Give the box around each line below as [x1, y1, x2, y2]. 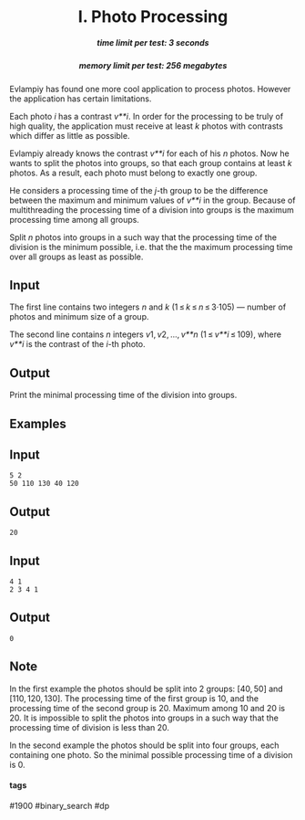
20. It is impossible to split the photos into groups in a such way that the [9, 712, 280, 723]
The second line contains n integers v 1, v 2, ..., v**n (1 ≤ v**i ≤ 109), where [9, 329, 282, 340]
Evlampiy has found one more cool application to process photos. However [9, 83, 291, 94]
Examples [9, 415, 66, 431]
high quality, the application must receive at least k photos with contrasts [9, 121, 284, 131]
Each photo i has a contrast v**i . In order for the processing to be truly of [9, 110, 284, 121]
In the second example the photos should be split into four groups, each [9, 740, 280, 751]
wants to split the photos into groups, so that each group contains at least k [9, 157, 293, 168]
